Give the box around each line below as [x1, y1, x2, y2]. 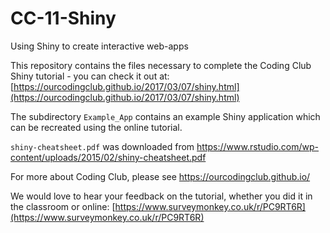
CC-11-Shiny [10, 7, 117, 30]
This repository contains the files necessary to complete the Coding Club [10, 59, 312, 71]
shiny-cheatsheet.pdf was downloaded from [10, 140, 195, 152]
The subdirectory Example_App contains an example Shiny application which [10, 110, 321, 122]
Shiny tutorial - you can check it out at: [10, 70, 170, 82]
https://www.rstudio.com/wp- [196, 140, 320, 152]
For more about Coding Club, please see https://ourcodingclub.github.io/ [10, 170, 311, 182]
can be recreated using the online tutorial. [10, 121, 183, 133]
